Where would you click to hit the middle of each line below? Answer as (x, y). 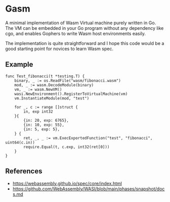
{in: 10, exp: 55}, (44, 125)
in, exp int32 (38, 112)
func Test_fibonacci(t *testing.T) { (45, 76)
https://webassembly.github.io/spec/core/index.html (67, 183)
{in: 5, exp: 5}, (41, 129)
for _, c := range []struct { (46, 107)
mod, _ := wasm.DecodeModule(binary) (54, 85)
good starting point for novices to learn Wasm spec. (59, 48)
